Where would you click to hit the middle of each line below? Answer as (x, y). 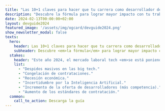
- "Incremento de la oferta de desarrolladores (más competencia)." (90, 87)
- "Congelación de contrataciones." (55, 74)
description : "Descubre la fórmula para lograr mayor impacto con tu (78, 14)
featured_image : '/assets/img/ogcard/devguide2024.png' (63, 28)
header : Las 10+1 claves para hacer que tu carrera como (73, 46)
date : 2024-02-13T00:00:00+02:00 (39, 19)
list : (20, 64)
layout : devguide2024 (27, 23)
